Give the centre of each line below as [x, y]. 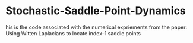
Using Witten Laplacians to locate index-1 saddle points [73, 33]
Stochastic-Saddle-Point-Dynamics [96, 11]
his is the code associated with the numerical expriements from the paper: [96, 27]
